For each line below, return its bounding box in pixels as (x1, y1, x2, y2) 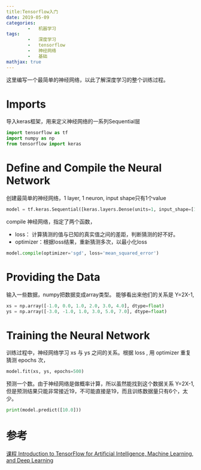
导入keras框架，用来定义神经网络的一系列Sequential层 (6, 118, 141, 125)
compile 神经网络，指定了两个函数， (6, 218, 96, 225)
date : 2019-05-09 (6, 14, 50, 20)
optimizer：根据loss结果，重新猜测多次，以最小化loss (14, 238, 148, 245)
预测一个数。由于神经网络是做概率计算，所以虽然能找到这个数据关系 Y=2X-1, (6, 380, 195, 387)
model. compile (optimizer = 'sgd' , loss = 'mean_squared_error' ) (6, 250, 160, 256)
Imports (6, 97, 46, 111)
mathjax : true (6, 59, 42, 65)
